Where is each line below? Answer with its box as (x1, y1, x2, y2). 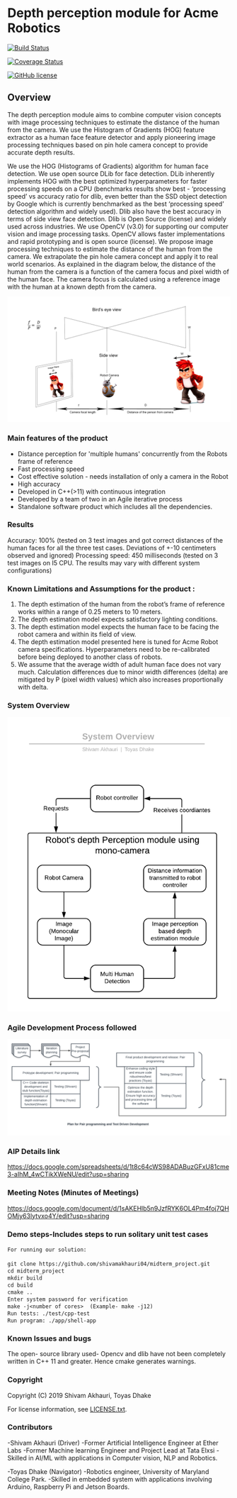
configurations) (7, 566, 52, 575)
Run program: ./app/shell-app (7, 1317, 97, 1324)
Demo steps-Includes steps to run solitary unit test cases (7, 1229, 209, 1239)
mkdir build (7, 1275, 42, 1282)
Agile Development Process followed (7, 1023, 137, 1033)
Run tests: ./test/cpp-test (7, 1310, 91, 1317)
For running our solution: (7, 1246, 87, 1253)
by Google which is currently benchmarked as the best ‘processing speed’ (7, 199, 224, 208)
